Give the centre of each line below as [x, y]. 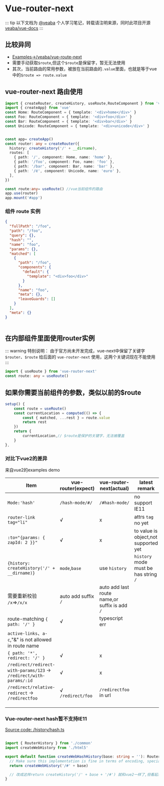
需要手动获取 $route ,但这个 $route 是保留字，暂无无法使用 [69, 63]
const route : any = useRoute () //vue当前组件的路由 [54, 189]
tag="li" [18, 523]
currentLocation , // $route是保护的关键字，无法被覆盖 [73, 436]
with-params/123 [26, 671]
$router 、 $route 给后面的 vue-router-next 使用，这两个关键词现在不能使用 [80, 357]
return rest [35, 422]
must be [143, 568]
